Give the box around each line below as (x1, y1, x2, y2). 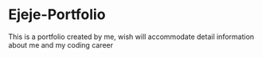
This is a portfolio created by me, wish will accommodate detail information (8, 32, 255, 41)
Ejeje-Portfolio (8, 6, 106, 24)
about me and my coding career (8, 40, 114, 49)
